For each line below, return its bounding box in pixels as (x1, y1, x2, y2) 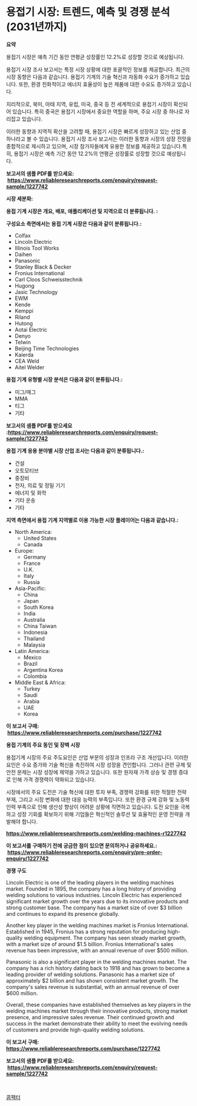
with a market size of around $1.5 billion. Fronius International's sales (6, 940, 174, 948)
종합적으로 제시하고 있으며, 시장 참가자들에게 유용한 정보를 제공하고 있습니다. (6, 142, 183, 149)
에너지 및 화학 (14, 489, 47, 496)
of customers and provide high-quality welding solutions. (6, 1026, 145, 1033)
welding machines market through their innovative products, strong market (6, 1007, 188, 1014)
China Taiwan (23, 622, 57, 629)
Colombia (23, 673, 47, 680)
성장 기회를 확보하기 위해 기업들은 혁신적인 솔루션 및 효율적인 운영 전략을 (17, 810, 184, 818)
